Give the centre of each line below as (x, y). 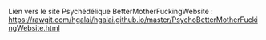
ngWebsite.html (34, 28)
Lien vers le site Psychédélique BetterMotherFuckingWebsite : (111, 11)
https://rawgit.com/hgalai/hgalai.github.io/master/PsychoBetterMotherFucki (133, 20)
